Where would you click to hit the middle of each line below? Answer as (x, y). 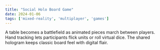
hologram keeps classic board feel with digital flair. (57, 43)
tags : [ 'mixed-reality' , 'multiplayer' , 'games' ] (57, 18)
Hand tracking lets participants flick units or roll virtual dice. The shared (78, 37)
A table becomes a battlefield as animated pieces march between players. (80, 33)
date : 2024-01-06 (23, 14)
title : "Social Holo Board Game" (39, 9)
